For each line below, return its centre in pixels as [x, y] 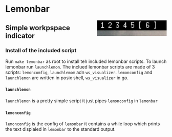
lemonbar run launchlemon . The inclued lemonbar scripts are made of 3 [80, 66]
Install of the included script [41, 50]
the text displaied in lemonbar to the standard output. [61, 129]
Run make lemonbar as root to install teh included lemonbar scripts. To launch [86, 61]
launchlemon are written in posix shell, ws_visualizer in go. [67, 78]
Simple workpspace [38, 28]
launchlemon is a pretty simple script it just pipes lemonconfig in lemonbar [81, 101]
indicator [20, 36]
